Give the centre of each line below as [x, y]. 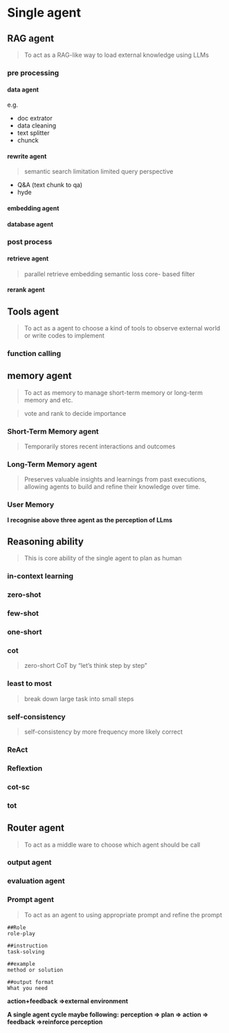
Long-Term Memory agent [52, 464]
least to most [29, 684]
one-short [25, 632]
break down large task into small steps [79, 698]
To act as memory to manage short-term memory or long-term [113, 392]
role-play [21, 933]
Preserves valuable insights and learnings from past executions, [115, 479]
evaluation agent [36, 881]
